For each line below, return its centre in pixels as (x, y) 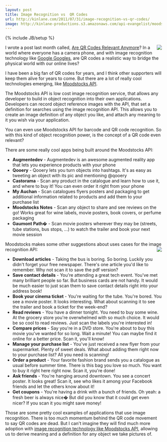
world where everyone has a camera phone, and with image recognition (79, 53)
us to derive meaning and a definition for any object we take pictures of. (79, 434)
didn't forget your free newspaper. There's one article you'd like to (80, 265)
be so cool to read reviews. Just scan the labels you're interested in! (82, 323)
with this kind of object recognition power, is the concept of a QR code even (83, 135)
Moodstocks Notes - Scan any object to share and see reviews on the (84, 207)
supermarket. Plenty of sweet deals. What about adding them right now (85, 350)
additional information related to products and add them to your (77, 197)
